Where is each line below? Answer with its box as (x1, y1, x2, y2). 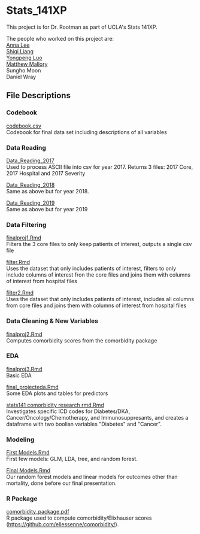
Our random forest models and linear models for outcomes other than (6, 474, 178, 481)
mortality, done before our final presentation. (6, 480, 117, 487)
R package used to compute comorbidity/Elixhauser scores (6, 514, 152, 521)
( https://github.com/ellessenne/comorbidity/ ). (6, 521, 119, 528)
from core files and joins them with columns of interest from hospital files (6, 302, 187, 309)
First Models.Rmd (6, 449, 50, 456)
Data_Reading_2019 (6, 199, 55, 207)
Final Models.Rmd (6, 467, 51, 474)
